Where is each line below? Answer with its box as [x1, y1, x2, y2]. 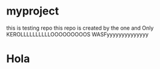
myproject [6, 4, 59, 18]
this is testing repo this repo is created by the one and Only [6, 24, 154, 31]
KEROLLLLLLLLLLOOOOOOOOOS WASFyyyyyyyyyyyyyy [6, 30, 149, 38]
